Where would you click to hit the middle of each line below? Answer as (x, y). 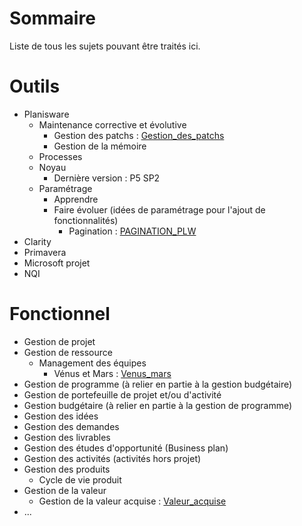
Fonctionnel (60, 314)
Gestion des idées (61, 416)
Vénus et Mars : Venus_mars (112, 373)
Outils (35, 86)
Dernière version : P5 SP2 (107, 178)
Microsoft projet (57, 263)
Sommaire (52, 18)
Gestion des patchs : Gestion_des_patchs (139, 135)
